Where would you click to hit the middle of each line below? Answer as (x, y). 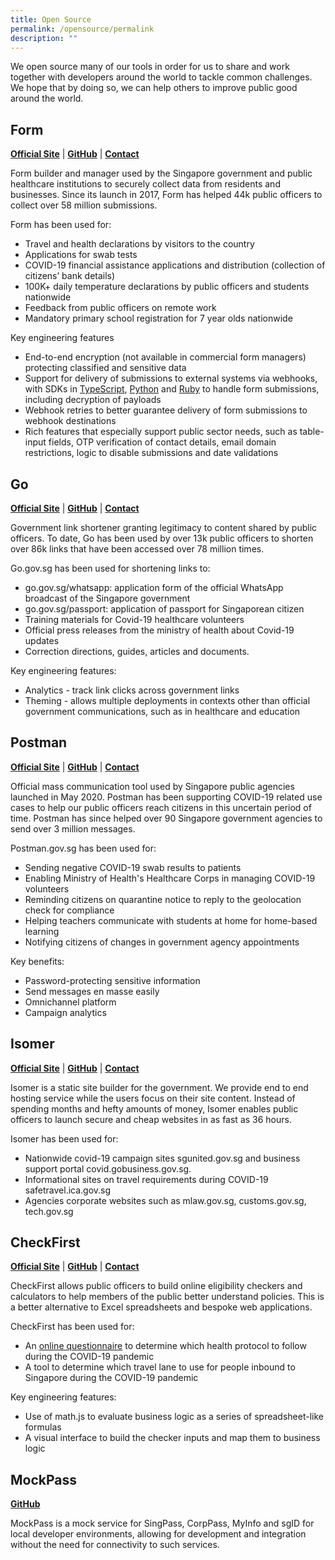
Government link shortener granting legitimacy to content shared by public (164, 527)
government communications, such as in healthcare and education (162, 711)
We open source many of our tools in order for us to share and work (150, 67)
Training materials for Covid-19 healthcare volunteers (134, 619)
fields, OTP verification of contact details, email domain (162, 442)
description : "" (44, 38)
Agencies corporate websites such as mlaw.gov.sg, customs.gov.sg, (165, 1200)
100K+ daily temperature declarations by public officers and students (167, 287)
